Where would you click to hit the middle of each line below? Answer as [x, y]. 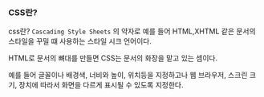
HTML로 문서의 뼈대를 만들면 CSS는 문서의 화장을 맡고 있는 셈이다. [113, 58]
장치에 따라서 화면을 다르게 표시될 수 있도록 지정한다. [101, 85]
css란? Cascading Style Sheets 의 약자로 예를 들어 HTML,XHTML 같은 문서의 [132, 31]
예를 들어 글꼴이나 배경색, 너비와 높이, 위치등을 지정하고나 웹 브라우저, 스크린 [128, 75]
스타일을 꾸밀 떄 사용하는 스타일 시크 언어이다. [80, 41]
